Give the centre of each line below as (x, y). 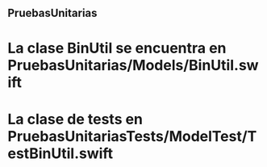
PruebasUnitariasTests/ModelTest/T (132, 136)
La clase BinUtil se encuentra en (117, 48)
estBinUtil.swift (60, 153)
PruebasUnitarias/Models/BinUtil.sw (133, 65)
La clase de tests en (75, 119)
